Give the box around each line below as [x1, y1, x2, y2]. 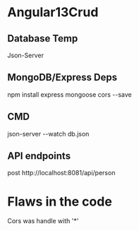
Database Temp [7, 32, 78, 45]
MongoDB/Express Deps [7, 71, 118, 83]
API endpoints [7, 150, 71, 162]
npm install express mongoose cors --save [7, 90, 132, 99]
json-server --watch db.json [7, 129, 90, 138]
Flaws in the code [7, 194, 113, 209]
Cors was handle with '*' [7, 217, 79, 225]
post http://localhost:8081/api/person [7, 169, 116, 177]
